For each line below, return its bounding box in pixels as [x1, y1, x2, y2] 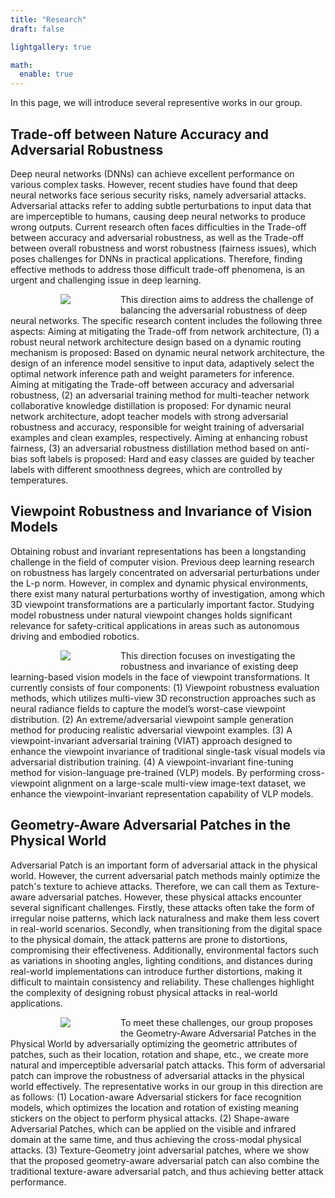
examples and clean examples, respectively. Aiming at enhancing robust [10, 431, 308, 443]
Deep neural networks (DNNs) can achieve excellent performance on [10, 167, 295, 180]
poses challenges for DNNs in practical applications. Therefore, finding [10, 252, 303, 265]
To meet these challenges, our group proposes [120, 1016, 313, 1028]
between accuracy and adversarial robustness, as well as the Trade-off [10, 231, 305, 243]
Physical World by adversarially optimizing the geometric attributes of [10, 1037, 298, 1050]
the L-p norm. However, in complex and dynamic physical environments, [10, 577, 309, 589]
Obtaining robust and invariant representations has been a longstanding [10, 545, 307, 557]
